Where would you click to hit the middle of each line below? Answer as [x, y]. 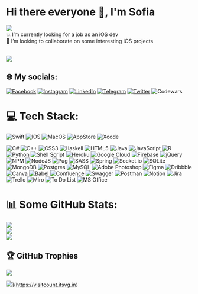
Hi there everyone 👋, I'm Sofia [81, 12]
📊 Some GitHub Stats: [62, 204]
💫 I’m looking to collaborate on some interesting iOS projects [80, 41]
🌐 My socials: [32, 77]
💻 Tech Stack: [43, 116]
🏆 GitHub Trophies [42, 256]
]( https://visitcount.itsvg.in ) [45, 285]
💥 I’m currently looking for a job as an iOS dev [62, 34]
